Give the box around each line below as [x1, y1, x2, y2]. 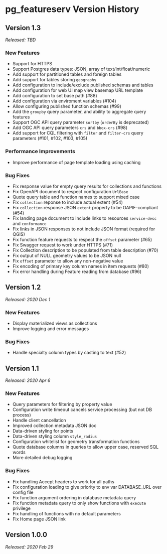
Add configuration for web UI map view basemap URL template [12, 87, 143, 93]
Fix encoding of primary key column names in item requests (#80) [12, 263, 149, 269]
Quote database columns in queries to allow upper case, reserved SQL [12, 444, 159, 450]
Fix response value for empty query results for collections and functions [12, 183, 162, 189]
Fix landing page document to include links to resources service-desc [12, 215, 157, 221]
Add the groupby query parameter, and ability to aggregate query [12, 109, 146, 115]
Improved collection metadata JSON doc [12, 423, 97, 429]
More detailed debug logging [12, 455, 73, 461]
